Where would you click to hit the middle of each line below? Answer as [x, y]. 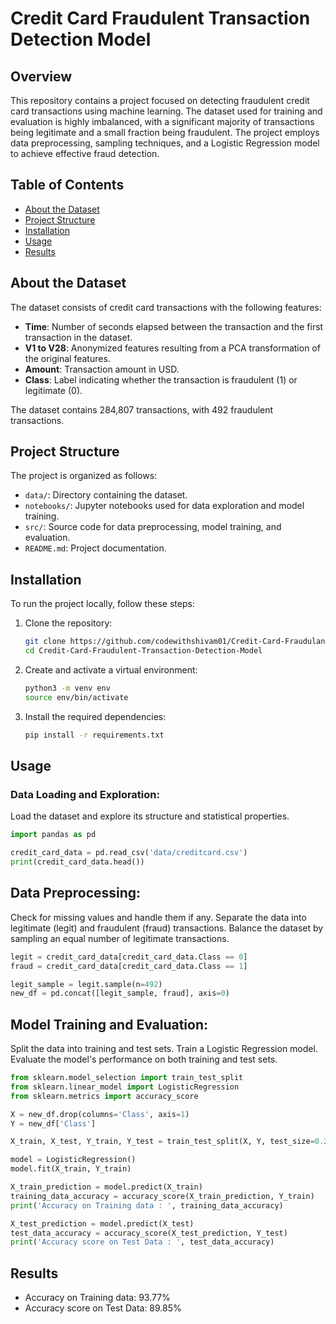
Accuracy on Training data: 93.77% [97, 1298]
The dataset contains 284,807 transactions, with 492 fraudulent [142, 409]
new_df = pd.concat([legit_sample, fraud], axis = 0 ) [120, 993]
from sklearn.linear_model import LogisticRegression [125, 1087]
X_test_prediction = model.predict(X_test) [102, 1223]
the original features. [67, 358]
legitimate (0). [53, 390]
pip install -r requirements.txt [94, 735]
